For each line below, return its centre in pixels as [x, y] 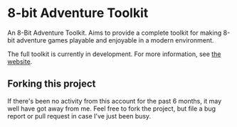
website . [20, 61]
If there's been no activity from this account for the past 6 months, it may [115, 101]
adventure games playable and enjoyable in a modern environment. [115, 40]
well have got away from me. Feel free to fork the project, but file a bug [111, 109]
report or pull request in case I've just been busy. [79, 116]
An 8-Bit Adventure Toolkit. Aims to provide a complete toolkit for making [115, 33]
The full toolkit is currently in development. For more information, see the [114, 54]
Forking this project [52, 84]
